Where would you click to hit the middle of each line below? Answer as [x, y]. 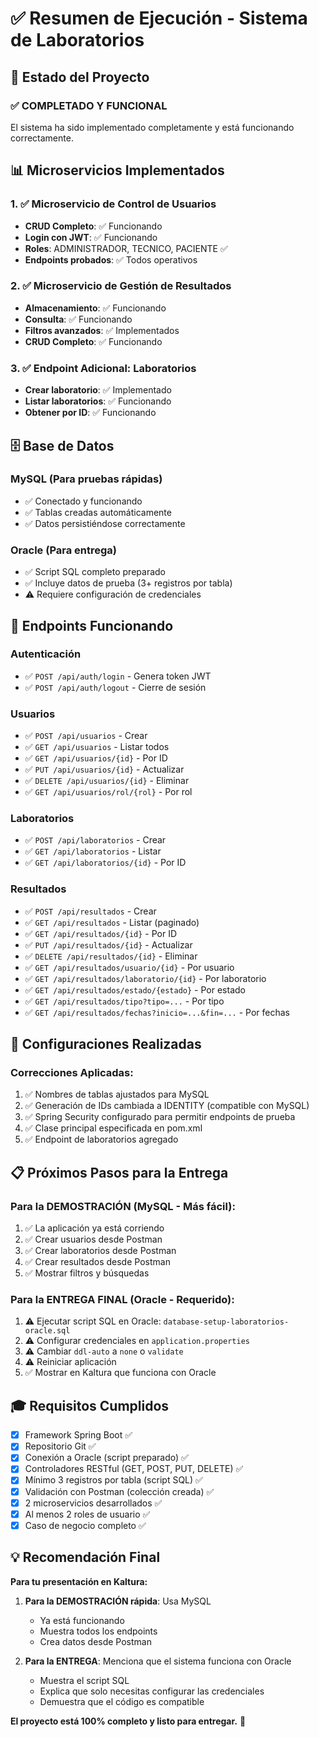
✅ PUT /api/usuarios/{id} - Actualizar [104, 769]
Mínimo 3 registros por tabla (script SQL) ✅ [113, 1480]
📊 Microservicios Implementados [117, 170]
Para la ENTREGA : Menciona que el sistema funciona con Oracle [158, 1661]
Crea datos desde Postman [95, 1641]
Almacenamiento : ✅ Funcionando [95, 308]
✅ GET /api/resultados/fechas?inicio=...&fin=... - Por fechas [157, 1012]
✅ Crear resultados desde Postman [97, 1262]
